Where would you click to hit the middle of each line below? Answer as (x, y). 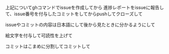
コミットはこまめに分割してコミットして (48, 46)
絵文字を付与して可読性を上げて (39, 35)
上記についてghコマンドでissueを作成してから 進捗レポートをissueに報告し (85, 7)
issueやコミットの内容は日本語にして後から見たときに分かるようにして (80, 25)
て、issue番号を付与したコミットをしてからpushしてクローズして (74, 14)
